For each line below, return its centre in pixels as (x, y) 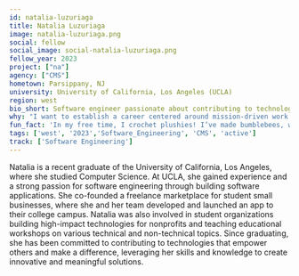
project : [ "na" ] (39, 68)
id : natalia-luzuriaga (51, 17)
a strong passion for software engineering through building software (134, 186)
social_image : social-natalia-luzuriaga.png (93, 51)
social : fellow (37, 42)
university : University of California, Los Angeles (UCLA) (121, 92)
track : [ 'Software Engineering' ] (71, 142)
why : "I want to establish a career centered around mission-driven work (149, 117)
